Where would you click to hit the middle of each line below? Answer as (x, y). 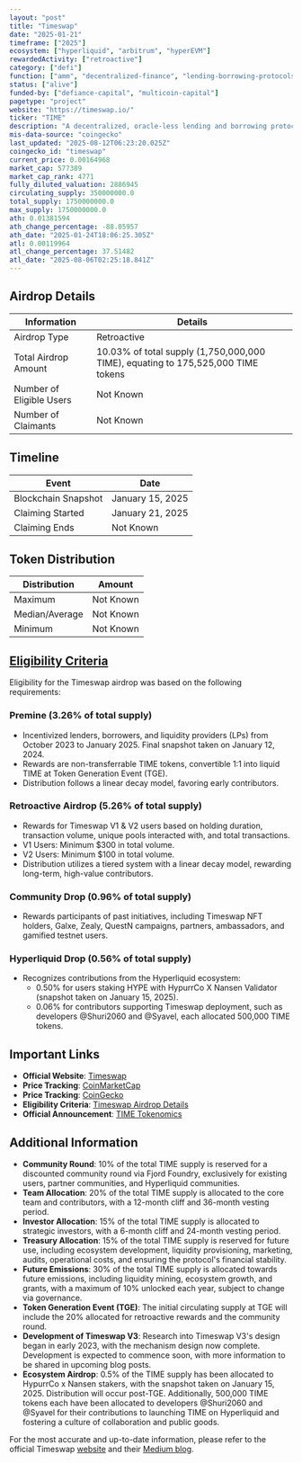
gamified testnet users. (65, 935)
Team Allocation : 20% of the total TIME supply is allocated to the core (153, 1193)
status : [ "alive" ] (44, 85)
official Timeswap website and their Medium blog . (102, 1450)
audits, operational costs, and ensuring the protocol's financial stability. (155, 1260)
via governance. (52, 1298)
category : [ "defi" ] (46, 68)
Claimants (35, 425)
